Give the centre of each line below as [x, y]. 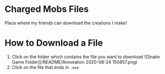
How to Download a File [54, 43]
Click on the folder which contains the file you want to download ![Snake [86, 57]
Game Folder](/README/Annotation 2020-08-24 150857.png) [75, 62]
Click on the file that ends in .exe [45, 67]
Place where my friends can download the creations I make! [66, 23]
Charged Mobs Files [47, 9]
